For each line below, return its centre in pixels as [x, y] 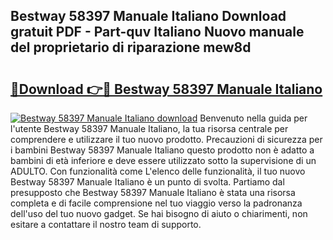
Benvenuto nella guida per [253, 118]
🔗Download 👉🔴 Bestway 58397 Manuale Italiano [166, 89]
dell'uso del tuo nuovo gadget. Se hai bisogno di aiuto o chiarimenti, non [159, 213]
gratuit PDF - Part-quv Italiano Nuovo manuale [157, 32]
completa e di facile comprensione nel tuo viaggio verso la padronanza [156, 203]
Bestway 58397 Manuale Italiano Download [148, 16]
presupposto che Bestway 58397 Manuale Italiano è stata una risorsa [153, 192]
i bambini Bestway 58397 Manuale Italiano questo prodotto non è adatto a [162, 150]
